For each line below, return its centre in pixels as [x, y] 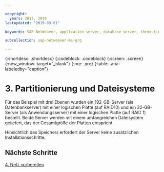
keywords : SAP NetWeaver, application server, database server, [72, 32]
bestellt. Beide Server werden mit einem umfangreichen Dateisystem [74, 118]
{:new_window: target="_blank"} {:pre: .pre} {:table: [57, 64]
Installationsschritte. [25, 137]
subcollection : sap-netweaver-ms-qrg [43, 40]
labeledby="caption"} [27, 69]
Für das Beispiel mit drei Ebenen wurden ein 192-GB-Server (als [69, 102]
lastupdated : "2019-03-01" [32, 23]
